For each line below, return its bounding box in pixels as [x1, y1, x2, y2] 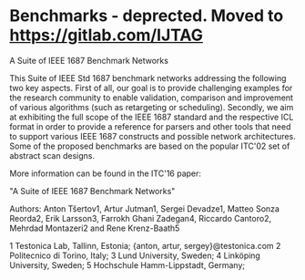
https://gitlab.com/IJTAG [9, 25, 203, 46]
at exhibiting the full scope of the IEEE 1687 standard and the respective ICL [9, 111, 294, 122]
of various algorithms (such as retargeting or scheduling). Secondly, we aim [9, 101, 294, 112]
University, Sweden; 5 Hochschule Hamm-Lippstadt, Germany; [9, 259, 246, 270]
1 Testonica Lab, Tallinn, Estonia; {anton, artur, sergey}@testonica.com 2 [9, 240, 281, 251]
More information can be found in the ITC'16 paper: [9, 168, 202, 179]
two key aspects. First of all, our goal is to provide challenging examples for [9, 82, 293, 93]
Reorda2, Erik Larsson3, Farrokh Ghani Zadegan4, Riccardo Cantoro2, [9, 213, 271, 223]
